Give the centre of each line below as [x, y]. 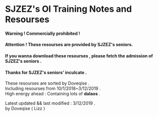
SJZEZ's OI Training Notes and [68, 9]
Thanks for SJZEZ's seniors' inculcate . [46, 72]
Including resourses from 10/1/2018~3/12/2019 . [53, 88]
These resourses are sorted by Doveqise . [47, 83]
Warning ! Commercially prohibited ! [43, 33]
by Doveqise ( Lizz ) [25, 109]
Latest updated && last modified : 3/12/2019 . [50, 103]
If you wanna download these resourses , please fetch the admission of [79, 56]
